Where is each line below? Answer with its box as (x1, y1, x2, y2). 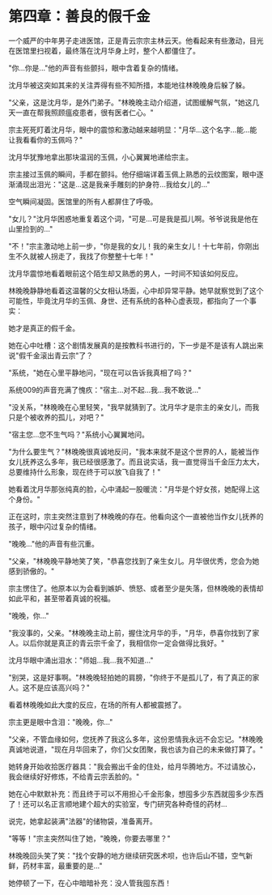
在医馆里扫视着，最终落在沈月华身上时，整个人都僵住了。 (8, 45, 200, 55)
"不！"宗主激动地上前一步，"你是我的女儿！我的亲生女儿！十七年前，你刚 (8, 241, 253, 251)
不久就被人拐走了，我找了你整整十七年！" (15, 251, 154, 261)
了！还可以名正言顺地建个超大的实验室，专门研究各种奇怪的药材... (8, 799, 228, 808)
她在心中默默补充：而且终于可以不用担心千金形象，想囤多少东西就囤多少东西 (8, 789, 264, 799)
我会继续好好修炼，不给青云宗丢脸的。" (8, 771, 140, 782)
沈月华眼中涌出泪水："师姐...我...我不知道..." (8, 655, 154, 665)
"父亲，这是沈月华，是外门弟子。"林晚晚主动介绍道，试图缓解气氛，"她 (8, 97, 245, 107)
